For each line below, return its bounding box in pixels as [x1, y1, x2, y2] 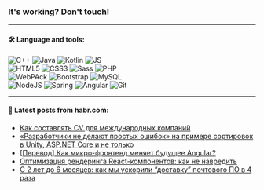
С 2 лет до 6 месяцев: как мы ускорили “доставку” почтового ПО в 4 [19, 164, 252, 174]
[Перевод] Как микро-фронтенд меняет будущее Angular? [19, 148, 216, 157]
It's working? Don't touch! [8, 6, 110, 17]
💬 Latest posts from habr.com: [8, 105, 109, 115]
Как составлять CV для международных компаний [19, 122, 191, 132]
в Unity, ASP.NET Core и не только [19, 140, 134, 149]
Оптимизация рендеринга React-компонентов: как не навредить [19, 156, 237, 166]
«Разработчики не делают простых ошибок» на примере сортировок [19, 131, 254, 141]
